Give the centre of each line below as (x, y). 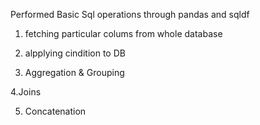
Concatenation (55, 111)
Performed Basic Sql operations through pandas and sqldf (130, 14)
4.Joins (26, 92)
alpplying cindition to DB (75, 53)
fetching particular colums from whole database (123, 33)
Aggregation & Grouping (74, 72)
